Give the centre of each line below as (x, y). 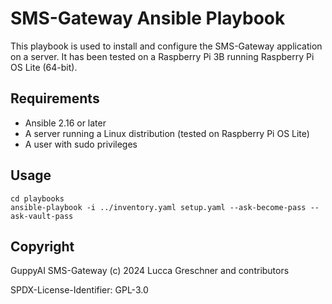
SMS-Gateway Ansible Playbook (148, 18)
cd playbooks (37, 198)
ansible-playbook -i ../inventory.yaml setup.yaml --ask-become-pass (158, 207)
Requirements (55, 98)
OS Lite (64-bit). (44, 67)
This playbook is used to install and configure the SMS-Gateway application (166, 46)
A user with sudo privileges (81, 144)
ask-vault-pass (42, 216)
